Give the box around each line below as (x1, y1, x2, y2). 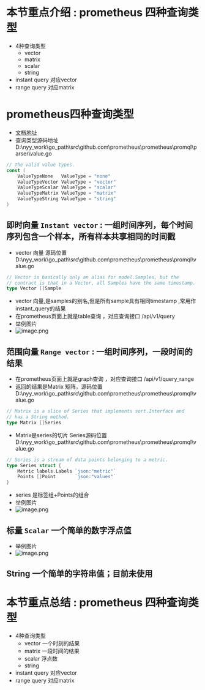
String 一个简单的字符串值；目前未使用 (6, 569, 153, 579)
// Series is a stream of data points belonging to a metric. (6, 457, 168, 463)
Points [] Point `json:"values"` (17, 474, 116, 480)
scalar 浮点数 (24, 655, 58, 662)
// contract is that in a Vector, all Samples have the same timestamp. (6, 280, 196, 286)
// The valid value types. (6, 162, 75, 168)
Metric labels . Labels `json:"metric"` (17, 468, 116, 474)
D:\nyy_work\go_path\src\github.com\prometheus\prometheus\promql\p (15, 143, 197, 151)
